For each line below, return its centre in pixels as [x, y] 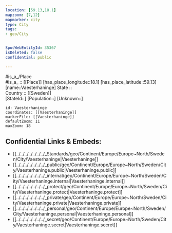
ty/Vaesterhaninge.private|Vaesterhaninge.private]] [67, 203]
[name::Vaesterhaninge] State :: [39, 87]
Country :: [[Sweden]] [28, 93]
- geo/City [17, 34]
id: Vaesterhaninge [26, 108]
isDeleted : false [24, 52]
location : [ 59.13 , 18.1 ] [31, 10]
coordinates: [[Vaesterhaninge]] [41, 112]
